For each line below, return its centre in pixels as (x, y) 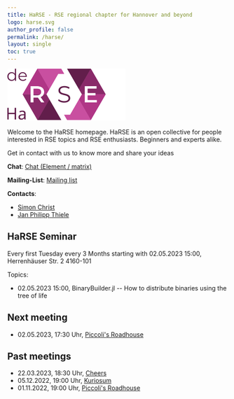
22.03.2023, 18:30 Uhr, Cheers (62, 373)
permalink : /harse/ (36, 37)
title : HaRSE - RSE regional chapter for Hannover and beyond (100, 15)
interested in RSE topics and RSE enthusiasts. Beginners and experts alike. (115, 139)
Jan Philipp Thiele (43, 215)
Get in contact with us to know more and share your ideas (91, 153)
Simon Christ (36, 207)
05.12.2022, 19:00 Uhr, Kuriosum (64, 381)
